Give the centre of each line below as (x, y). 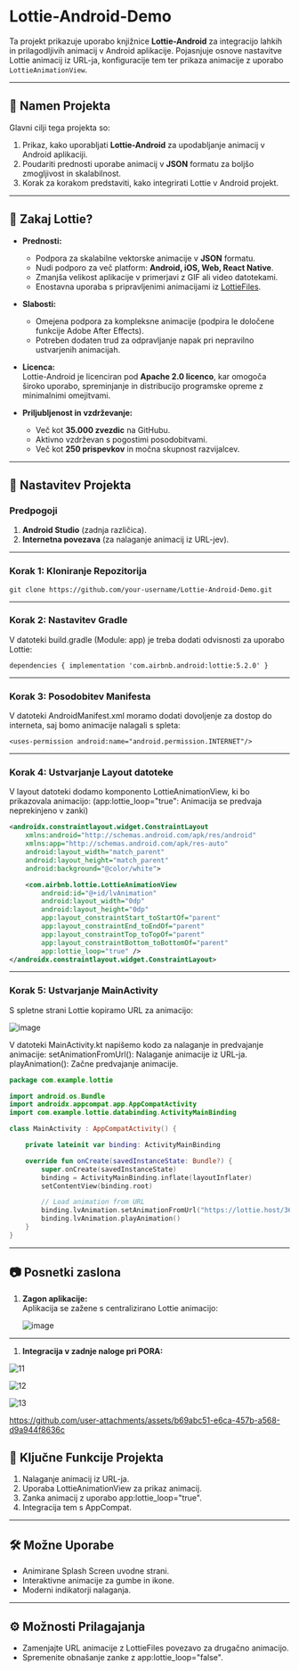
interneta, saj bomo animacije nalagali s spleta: (95, 726)
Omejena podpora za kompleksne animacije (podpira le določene (155, 321)
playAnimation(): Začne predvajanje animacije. (94, 1063)
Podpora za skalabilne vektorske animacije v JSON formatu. (145, 258)
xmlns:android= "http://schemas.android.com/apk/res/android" (141, 835)
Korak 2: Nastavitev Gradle (69, 620)
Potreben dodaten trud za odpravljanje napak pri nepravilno (145, 340)
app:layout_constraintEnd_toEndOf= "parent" (123, 927)
